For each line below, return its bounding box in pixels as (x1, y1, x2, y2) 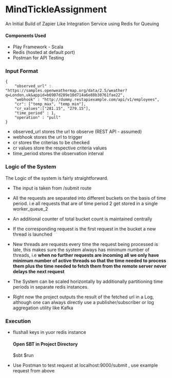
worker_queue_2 (12, 205, 48, 212)
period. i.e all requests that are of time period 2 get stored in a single (12, 200, 158, 206)
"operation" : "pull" (14, 115, 61, 120)
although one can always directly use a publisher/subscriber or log (12, 299, 154, 305)
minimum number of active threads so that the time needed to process (12, 257, 166, 263)
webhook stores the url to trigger (12, 134, 83, 140)
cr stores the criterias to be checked (12, 140, 90, 146)
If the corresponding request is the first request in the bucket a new (12, 225, 156, 232)
